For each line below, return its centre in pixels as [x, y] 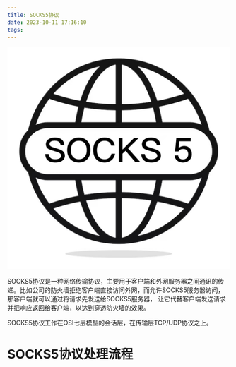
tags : [15, 30]
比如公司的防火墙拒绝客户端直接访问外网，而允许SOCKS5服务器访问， [122, 290]
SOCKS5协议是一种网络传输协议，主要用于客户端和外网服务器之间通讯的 [113, 282]
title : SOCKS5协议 [33, 15]
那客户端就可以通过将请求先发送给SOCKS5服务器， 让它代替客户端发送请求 [117, 299]
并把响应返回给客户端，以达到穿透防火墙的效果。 [78, 308]
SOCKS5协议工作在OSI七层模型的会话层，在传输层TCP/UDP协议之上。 [110, 323]
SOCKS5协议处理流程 [70, 354]
